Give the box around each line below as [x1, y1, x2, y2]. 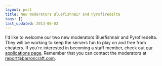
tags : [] [5, 16, 23, 21]
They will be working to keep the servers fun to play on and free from [5, 40, 147, 46]
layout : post [5, 7, 32, 12]
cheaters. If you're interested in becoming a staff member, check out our [5, 45, 153, 51]
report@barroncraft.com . [5, 55, 56, 62]
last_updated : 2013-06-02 [5, 21, 58, 26]
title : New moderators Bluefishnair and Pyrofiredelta [5, 12, 121, 17]
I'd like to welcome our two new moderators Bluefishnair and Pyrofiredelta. [5, 34, 158, 40]
